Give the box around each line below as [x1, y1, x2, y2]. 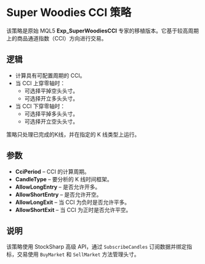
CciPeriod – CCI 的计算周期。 [15, 168, 90, 175]
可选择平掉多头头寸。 [24, 110, 78, 117]
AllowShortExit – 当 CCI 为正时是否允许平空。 [15, 206, 132, 213]
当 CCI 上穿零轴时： [15, 79, 65, 86]
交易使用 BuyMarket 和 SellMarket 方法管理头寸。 [17, 251, 140, 258]
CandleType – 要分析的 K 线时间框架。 [15, 175, 113, 183]
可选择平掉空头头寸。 [24, 87, 78, 94]
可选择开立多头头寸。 [24, 94, 78, 102]
